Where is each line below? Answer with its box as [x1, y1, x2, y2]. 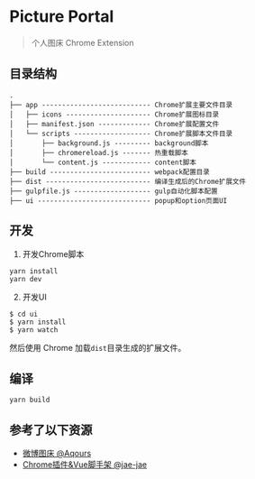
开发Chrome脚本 [22, 248, 85, 259]
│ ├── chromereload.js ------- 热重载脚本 [9, 148, 189, 157]
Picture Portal [9, 6, 114, 27]
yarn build [9, 395, 50, 405]
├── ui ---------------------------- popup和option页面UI [9, 196, 228, 205]
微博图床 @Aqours [22, 448, 92, 459]
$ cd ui [9, 309, 39, 318]
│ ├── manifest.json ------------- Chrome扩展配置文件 [9, 119, 220, 128]
